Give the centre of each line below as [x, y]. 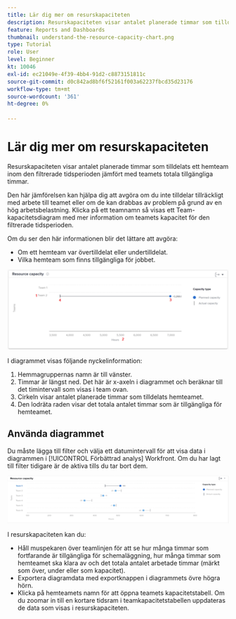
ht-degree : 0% [28, 104]
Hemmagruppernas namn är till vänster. [74, 375]
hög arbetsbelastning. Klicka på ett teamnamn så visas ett [91, 210]
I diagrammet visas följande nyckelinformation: [75, 361]
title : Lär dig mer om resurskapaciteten [69, 15]
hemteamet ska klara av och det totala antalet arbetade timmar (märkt [118, 563]
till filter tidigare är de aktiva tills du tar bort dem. [78, 466]
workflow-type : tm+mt [39, 89]
